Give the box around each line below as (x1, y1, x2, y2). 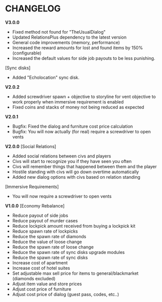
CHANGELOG (5, 3, 61, 14)
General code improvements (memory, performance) (12, 39, 120, 45)
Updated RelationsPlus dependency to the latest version (12, 34, 127, 40)
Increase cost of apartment (12, 259, 68, 265)
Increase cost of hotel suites (12, 265, 70, 271)
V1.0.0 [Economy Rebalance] (5, 202, 65, 208)
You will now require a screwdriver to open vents (12, 193, 112, 199)
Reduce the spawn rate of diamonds (12, 233, 86, 239)
